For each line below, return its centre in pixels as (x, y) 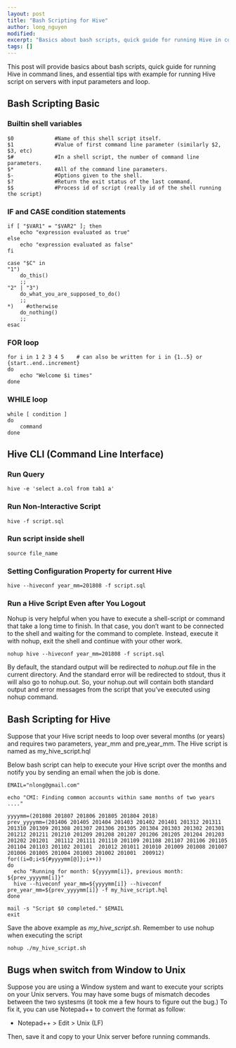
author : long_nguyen (38, 27)
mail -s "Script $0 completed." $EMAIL (66, 909)
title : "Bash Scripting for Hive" (58, 20)
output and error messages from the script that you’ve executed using (109, 690)
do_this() (34, 276)
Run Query (26, 474)
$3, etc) (20, 151)
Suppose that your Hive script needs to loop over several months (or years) (116, 736)
